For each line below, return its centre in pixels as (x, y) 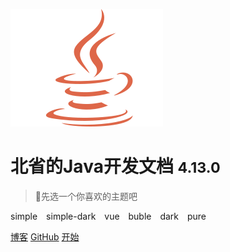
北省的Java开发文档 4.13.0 (115, 166)
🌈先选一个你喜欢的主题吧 (86, 196)
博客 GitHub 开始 (45, 236)
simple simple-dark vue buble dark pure (108, 216)
